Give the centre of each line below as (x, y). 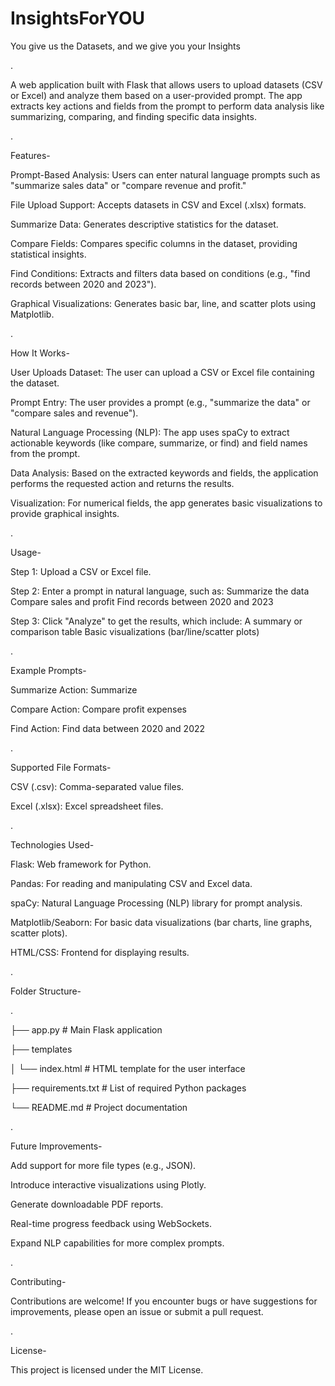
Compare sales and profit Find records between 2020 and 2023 (142, 601)
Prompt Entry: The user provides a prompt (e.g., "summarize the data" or (160, 402)
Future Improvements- (56, 1146)
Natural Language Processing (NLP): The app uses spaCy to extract (150, 432)
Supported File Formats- (61, 767)
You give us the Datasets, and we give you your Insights (125, 46)
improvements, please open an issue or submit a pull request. (137, 1311)
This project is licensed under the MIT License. (107, 1369)
